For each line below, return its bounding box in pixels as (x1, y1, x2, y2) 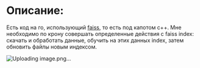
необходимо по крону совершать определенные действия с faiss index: (6, 30, 194, 37)
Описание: (6, 4, 64, 18)
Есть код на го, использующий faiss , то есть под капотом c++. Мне (6, 24, 182, 31)
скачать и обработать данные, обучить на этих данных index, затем (6, 36, 184, 44)
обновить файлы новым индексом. (6, 43, 98, 50)
